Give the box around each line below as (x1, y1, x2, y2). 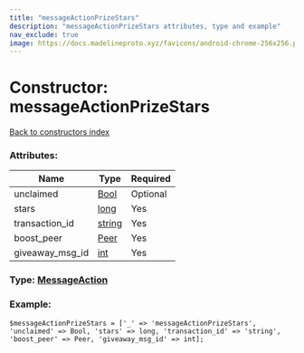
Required (130, 173, 171, 186)
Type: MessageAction (9, 273, 109, 286)
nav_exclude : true (9, 30, 79, 39)
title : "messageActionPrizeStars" (9, 13, 140, 23)
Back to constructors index (9, 127, 110, 138)
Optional (130, 187, 167, 200)
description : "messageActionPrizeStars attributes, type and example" (9, 22, 281, 31)
